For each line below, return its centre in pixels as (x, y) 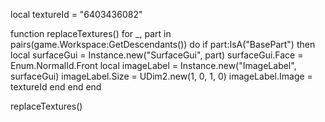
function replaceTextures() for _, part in (91, 33)
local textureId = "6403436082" (76, 14)
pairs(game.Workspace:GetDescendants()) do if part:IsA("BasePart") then (163, 44)
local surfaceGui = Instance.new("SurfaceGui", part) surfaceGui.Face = (157, 55)
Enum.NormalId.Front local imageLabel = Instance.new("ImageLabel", (153, 65)
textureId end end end (56, 87)
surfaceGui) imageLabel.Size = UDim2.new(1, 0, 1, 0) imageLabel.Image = (161, 76)
